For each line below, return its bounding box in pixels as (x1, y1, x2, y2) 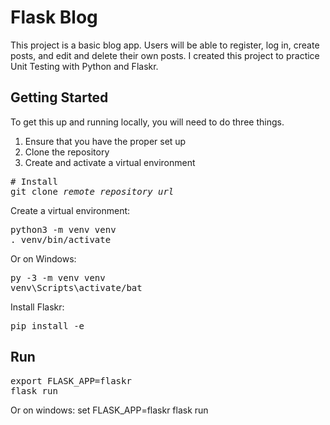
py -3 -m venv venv (10, 272, 106, 283)
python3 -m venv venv (10, 224, 117, 235)
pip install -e (10, 320, 85, 331)
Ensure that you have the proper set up (24, 135, 187, 147)
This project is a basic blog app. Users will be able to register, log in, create (10, 39, 320, 51)
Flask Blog (10, 6, 98, 29)
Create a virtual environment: (10, 204, 131, 216)
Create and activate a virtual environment (24, 156, 196, 168)
